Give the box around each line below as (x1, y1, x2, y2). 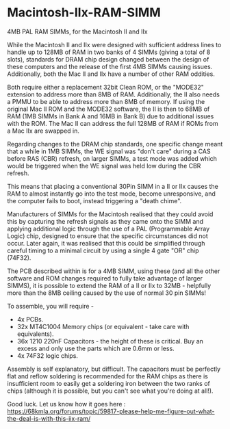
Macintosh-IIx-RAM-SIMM (7, 5, 161, 21)
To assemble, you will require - (7, 302, 94, 310)
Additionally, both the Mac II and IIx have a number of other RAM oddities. (7, 70, 216, 78)
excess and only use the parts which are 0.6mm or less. (16, 344, 175, 352)
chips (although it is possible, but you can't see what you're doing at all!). (7, 387, 214, 395)
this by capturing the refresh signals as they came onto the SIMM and (7, 217, 204, 225)
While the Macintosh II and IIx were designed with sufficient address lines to (7, 40, 222, 49)
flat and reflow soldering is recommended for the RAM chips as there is (7, 372, 209, 380)
